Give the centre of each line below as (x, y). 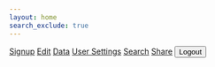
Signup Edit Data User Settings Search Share (91, 51)
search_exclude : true (49, 26)
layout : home (33, 17)
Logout (190, 52)
